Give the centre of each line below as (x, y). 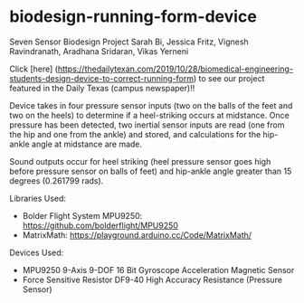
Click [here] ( (34, 69)
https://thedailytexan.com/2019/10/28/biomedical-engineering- (176, 69)
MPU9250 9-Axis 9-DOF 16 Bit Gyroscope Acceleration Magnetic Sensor (158, 270)
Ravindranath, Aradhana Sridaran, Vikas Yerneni (99, 51)
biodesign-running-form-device (133, 17)
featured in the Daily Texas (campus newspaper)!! (102, 88)
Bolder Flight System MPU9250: (82, 215)
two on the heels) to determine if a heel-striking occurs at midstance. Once (149, 115)
